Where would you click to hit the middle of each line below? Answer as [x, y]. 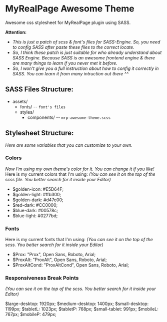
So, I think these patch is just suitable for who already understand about [87, 52]
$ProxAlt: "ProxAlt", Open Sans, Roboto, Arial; [59, 260]
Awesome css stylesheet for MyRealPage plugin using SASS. [68, 22]
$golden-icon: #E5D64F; [38, 189]
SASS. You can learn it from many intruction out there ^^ [70, 73]
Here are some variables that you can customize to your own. [69, 145]
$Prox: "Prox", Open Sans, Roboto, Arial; [54, 255]
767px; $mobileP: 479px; [31, 315]
